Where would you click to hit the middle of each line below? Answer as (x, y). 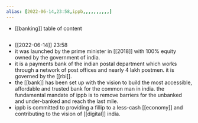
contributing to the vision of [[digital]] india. (67, 114)
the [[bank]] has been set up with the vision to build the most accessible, (103, 82)
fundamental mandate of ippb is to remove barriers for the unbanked (98, 95)
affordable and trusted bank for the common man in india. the (89, 88)
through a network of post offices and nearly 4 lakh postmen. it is (94, 70)
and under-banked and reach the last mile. (66, 101)
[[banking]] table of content (48, 28)
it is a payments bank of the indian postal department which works (96, 64)
